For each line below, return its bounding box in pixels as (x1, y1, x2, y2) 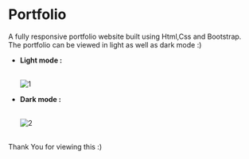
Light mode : (19, 55, 63, 65)
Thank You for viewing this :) (8, 142, 103, 151)
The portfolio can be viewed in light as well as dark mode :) (8, 40, 202, 49)
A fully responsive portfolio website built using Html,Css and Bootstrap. (8, 32, 242, 41)
